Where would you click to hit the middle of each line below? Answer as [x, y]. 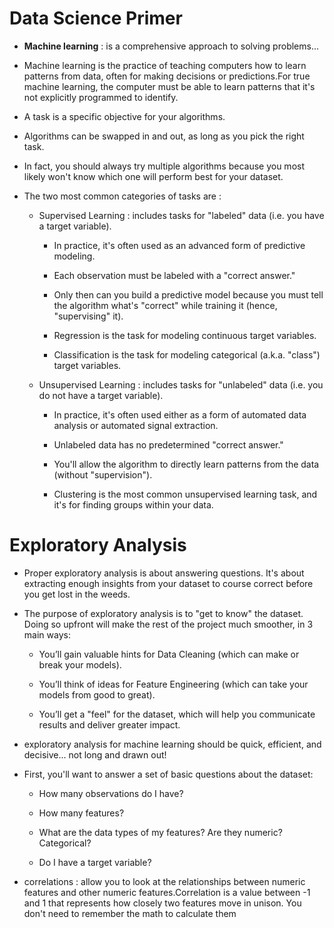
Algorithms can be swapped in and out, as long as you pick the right [164, 136]
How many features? [81, 813]
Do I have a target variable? [95, 862]
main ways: [47, 634]
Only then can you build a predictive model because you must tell [188, 294]
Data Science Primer [96, 18]
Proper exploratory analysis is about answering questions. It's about [164, 573]
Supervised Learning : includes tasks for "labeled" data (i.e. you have [181, 215]
